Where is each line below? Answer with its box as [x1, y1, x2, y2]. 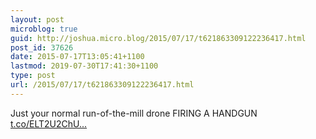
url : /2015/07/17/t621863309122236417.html [10, 80, 195, 90]
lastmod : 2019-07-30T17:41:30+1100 [10, 61, 159, 71]
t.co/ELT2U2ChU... [10, 117, 88, 130]
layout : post [10, 14, 65, 25]
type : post [10, 71, 56, 81]
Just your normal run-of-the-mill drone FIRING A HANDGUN [10, 107, 258, 119]
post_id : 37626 [10, 42, 74, 53]
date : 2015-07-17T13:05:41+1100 [10, 52, 145, 62]
